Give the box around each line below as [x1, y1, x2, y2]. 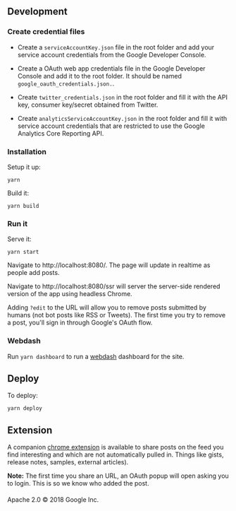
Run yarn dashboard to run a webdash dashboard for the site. [7, 352, 185, 360]
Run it [7, 218, 28, 228]
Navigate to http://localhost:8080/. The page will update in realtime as [7, 261, 211, 269]
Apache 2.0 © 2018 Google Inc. [7, 495, 99, 504]
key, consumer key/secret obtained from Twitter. [17, 100, 159, 109]
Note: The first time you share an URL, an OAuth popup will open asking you [7, 471, 229, 480]
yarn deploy [7, 405, 42, 412]
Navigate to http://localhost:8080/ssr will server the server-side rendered [7, 282, 221, 290]
